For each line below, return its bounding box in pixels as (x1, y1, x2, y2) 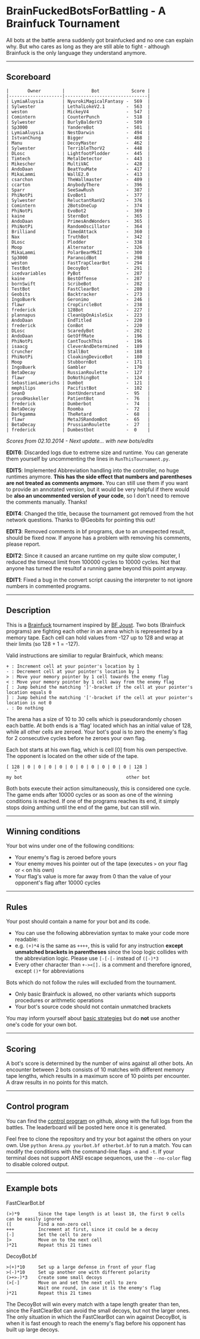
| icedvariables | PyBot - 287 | (6, 270, 151, 277)
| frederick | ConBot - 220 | (6, 322, 151, 328)
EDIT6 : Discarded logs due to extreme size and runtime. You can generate (6, 449, 189, 456)
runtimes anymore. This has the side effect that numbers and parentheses (6, 473, 192, 480)
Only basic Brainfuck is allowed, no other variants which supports (14, 990, 176, 998)
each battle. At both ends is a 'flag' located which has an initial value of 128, (6, 722, 192, 729)
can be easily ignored (6, 1216, 62, 1222)
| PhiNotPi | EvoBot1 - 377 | (6, 192, 151, 198)
